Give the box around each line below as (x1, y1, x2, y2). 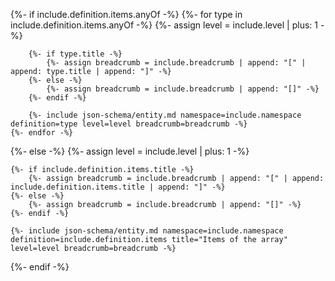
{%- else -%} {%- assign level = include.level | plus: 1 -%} (10, 145, 250, 157)
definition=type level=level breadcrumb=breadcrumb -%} (10, 119, 248, 129)
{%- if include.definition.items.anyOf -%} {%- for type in (10, 9, 243, 20)
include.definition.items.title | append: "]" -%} (10, 182, 226, 192)
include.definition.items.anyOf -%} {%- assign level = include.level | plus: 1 (10, 19, 318, 31)
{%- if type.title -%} (28, 49, 123, 59)
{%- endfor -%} (10, 128, 74, 138)
